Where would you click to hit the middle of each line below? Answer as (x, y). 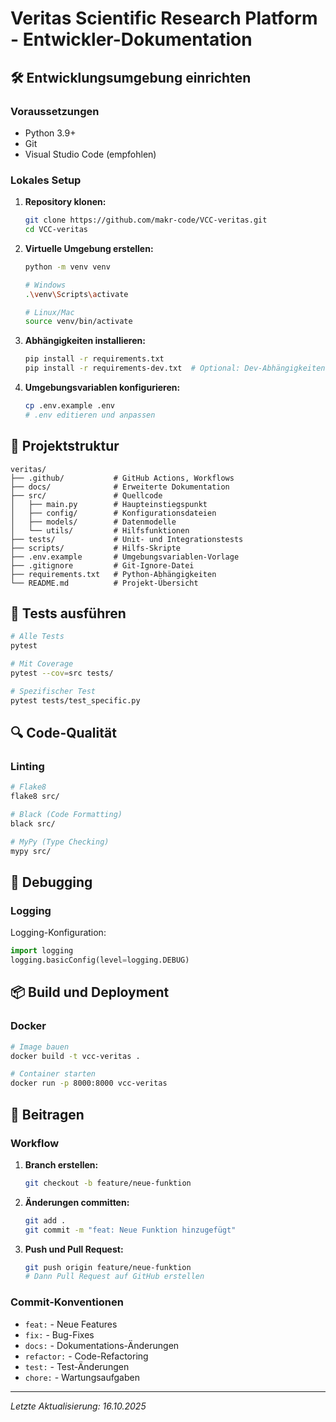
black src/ (33, 823)
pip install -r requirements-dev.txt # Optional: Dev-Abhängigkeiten (175, 368)
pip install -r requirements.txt (94, 359)
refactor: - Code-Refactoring (86, 1356)
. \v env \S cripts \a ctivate (76, 294)
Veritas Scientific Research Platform (164, 18)
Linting (27, 766)
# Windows (45, 285)
